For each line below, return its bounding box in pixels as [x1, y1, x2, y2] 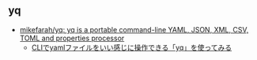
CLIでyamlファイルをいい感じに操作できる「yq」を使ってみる [31, 43, 232, 52]
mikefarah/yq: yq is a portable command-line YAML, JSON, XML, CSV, [19, 24, 249, 34]
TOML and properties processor [19, 33, 125, 43]
